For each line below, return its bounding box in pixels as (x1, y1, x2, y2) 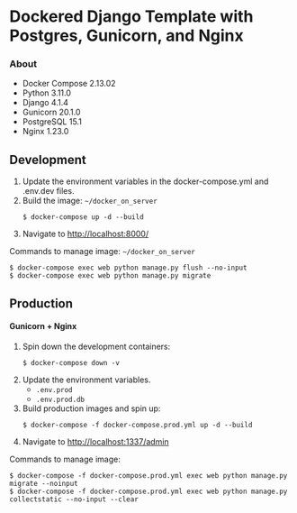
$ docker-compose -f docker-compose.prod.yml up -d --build (22, 420, 253, 429)
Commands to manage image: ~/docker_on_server (9, 246, 195, 257)
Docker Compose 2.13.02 (22, 78, 116, 89)
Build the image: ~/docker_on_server (22, 196, 157, 206)
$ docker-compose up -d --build (22, 213, 144, 222)
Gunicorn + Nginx (9, 321, 77, 332)
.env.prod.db (35, 395, 85, 404)
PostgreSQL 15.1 (22, 116, 83, 127)
